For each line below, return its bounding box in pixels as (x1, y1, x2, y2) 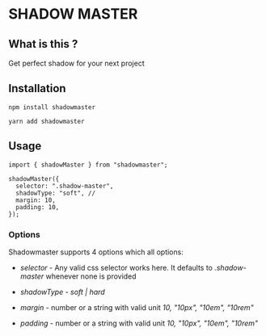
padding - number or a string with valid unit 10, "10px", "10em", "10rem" (19, 318, 259, 328)
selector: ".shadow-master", (15, 182, 114, 190)
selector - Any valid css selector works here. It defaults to (19, 262, 213, 272)
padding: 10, (15, 203, 60, 211)
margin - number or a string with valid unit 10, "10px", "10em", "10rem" (19, 302, 255, 312)
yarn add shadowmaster (8, 117, 85, 125)
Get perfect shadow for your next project (8, 58, 145, 68)
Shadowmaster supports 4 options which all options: (8, 247, 184, 257)
